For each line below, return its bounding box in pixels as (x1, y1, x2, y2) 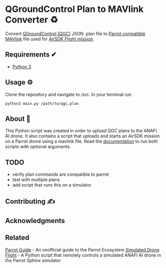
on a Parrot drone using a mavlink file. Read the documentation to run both (5, 138, 158, 144)
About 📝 (5, 114, 31, 123)
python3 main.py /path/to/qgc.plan (5, 101, 79, 106)
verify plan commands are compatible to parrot (12, 171, 109, 178)
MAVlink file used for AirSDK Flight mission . (5, 36, 94, 42)
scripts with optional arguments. (5, 144, 71, 150)
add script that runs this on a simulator (12, 182, 92, 188)
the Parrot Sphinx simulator (5, 257, 61, 263)
